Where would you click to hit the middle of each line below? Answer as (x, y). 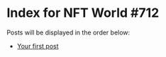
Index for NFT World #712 (83, 13)
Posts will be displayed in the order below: (68, 32)
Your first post (38, 46)
